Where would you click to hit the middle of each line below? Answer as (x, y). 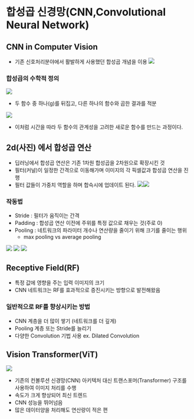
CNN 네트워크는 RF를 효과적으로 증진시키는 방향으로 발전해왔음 (88, 290)
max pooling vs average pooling (62, 237)
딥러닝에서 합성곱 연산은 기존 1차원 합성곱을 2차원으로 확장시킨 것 (90, 163)
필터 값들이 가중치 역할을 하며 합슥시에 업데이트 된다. (75, 185)
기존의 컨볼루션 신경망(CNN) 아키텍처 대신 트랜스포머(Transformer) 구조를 (101, 381)
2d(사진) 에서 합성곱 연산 (49, 147)
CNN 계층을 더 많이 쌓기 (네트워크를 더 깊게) (65, 321)
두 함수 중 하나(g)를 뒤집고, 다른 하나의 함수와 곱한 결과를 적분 (86, 103)
